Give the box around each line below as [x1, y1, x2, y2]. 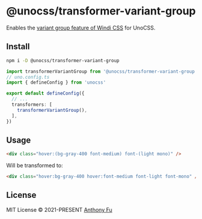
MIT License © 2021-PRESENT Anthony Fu [6, 206, 112, 213]
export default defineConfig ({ [6, 90, 85, 97]
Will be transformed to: [6, 162, 63, 169]
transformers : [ [11, 102, 52, 108]
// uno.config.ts [6, 74, 50, 80]
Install [6, 42, 30, 52]
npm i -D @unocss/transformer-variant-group [6, 57, 120, 64]
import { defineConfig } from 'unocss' [6, 79, 106, 85]
